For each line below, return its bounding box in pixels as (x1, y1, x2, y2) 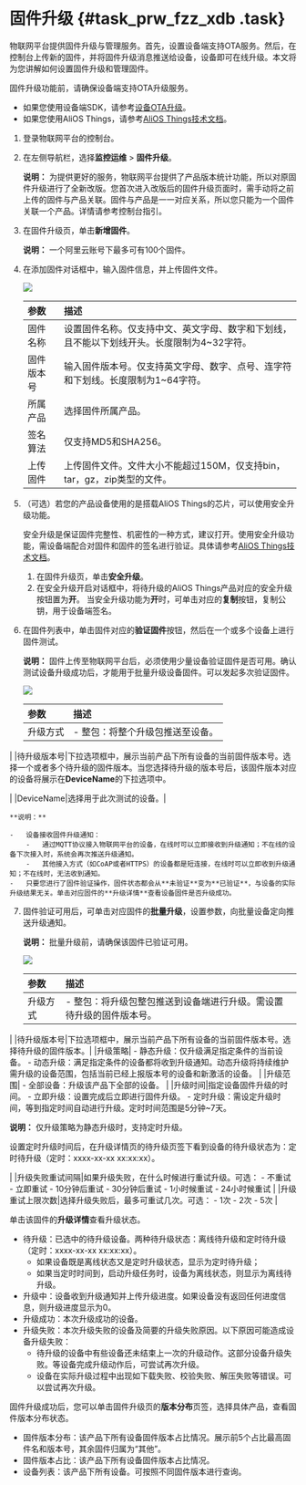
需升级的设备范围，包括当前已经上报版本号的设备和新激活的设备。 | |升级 (9, 1068, 283, 1079)
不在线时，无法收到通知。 (22, 868, 105, 878)
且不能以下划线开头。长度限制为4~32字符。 (63, 336, 252, 348)
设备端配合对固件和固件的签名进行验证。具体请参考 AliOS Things (46, 540, 287, 551)
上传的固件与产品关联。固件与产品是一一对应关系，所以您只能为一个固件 (22, 193, 294, 205)
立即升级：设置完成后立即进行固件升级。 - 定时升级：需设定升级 (33, 1091, 273, 1102)
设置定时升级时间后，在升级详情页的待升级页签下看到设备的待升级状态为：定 (9, 1141, 297, 1152)
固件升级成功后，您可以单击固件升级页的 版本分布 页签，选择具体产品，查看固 (9, 1401, 297, 1412)
